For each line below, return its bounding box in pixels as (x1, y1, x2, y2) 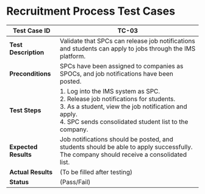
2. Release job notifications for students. (60, 95, 176, 103)
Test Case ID (13, 26, 51, 35)
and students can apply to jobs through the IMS (60, 44, 196, 52)
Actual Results (9, 168, 53, 176)
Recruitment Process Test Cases (6, 4, 176, 18)
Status (9, 178, 29, 186)
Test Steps (9, 106, 41, 114)
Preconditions (9, 69, 51, 77)
